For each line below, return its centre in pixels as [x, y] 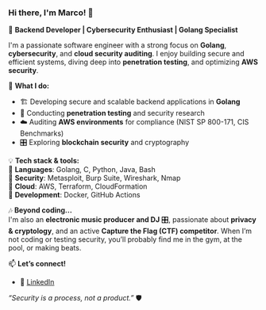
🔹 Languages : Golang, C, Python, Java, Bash [82, 170]
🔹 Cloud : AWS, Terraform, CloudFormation [78, 186]
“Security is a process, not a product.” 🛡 [75, 298]
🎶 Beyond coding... [40, 210]
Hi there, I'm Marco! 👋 [51, 13]
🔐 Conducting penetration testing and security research [112, 113]
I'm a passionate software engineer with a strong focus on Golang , [118, 45]
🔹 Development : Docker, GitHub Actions [74, 195]
